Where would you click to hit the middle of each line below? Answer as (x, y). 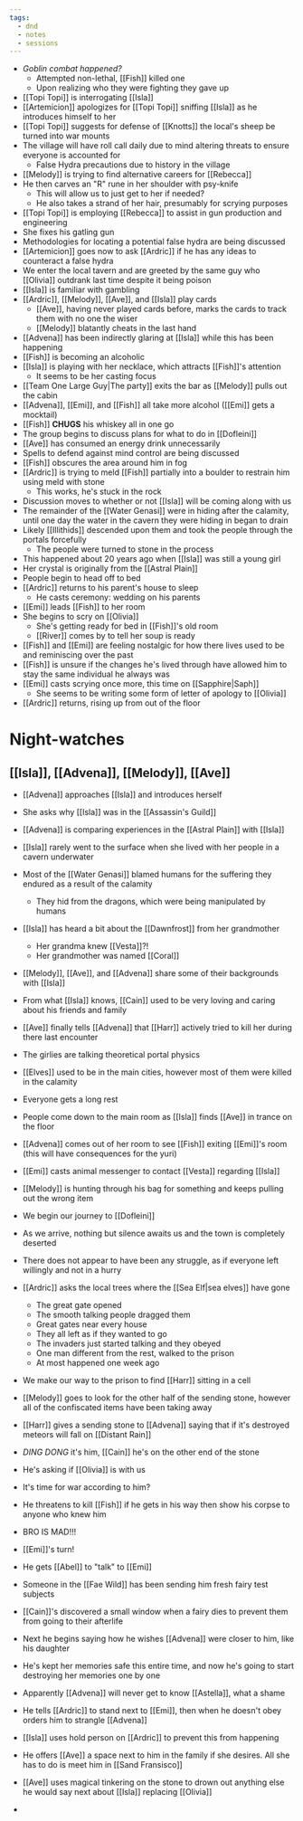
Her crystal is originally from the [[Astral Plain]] (110, 569)
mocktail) (40, 415)
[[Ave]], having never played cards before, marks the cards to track (161, 309)
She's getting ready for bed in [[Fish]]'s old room (127, 626)
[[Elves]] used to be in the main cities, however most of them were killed (157, 1072)
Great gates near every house (91, 1324)
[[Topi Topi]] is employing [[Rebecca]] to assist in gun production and (152, 213)
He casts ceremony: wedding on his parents (118, 597)
